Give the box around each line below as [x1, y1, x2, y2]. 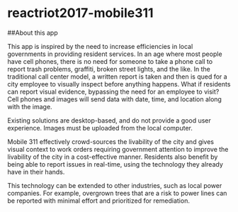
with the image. [7, 102, 52, 111]
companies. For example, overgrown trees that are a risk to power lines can [7, 189, 227, 197]
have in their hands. [7, 167, 65, 176]
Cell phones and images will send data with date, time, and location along [7, 94, 222, 104]
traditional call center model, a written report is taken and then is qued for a [7, 72, 228, 81]
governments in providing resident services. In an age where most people [7, 50, 222, 58]
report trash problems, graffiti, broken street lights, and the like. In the [7, 65, 211, 73]
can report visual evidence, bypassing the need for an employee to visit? [7, 87, 220, 96]
